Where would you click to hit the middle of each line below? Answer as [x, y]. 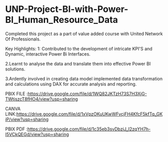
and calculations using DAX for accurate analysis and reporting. [71, 84]
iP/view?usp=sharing [27, 119]
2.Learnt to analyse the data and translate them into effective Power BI [78, 63]
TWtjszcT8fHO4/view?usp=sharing [42, 99]
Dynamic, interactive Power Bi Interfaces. [48, 54]
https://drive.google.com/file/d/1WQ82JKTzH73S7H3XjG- [87, 93]
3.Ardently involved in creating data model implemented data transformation [84, 78]
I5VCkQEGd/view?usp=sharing [37, 134]
